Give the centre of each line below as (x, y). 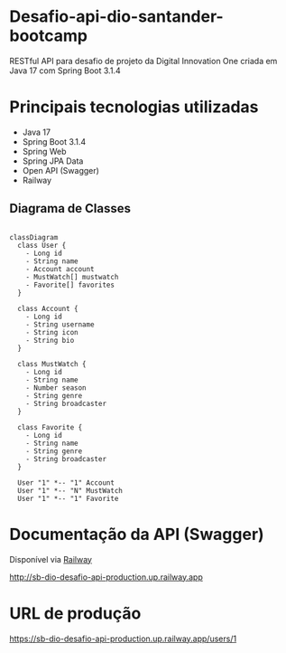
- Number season (56, 388)
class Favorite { (50, 427)
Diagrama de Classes (70, 208)
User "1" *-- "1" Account (66, 483)
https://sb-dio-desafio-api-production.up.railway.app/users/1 (123, 639)
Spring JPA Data (53, 161)
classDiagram (34, 237)
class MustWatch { (52, 364)
